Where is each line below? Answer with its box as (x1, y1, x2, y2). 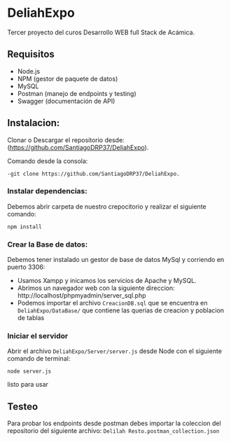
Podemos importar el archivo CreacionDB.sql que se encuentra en (17, 299, 208, 308)
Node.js (17, 67, 41, 75)
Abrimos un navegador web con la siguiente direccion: (17, 284, 175, 292)
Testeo (7, 401, 38, 413)
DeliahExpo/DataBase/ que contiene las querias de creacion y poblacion (17, 306, 225, 315)
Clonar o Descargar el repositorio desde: (7, 135, 125, 144)
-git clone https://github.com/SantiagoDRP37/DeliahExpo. (7, 170, 180, 177)
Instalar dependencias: (7, 186, 87, 196)
